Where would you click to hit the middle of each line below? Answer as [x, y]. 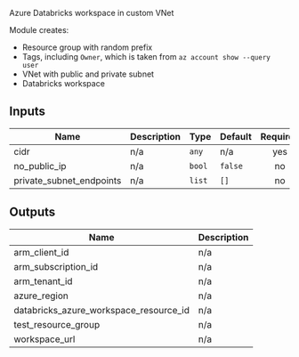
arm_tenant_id [43, 281]
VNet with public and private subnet [88, 74]
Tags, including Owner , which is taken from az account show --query [146, 57]
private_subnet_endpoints [68, 180]
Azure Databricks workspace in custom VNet [92, 13]
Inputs [28, 112]
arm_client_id [41, 252]
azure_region [41, 296]
